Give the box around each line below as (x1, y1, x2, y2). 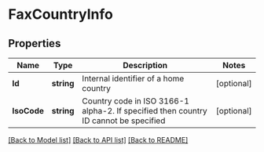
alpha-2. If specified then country (82, 106, 208, 116)
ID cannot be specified (82, 115, 166, 126)
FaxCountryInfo (8, 5, 114, 24)
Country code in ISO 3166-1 (82, 96, 190, 107)
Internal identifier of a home (82, 73, 185, 84)
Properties (8, 37, 61, 50)
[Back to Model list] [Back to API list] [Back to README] (8, 136, 189, 144)
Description (123, 60, 167, 71)
